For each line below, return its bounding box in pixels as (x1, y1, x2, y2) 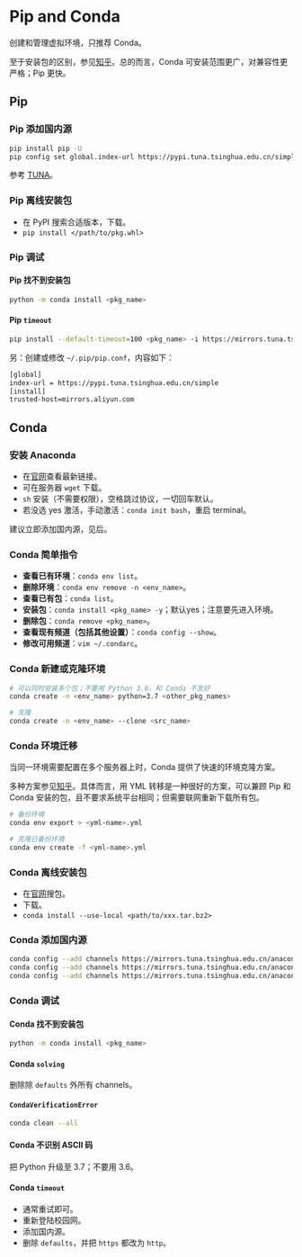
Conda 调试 (9, 994, 60, 1007)
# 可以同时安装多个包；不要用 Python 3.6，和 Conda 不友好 (9, 684, 211, 693)
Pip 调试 (9, 250, 45, 263)
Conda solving (9, 1058, 66, 1069)
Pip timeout (9, 315, 52, 326)
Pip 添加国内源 (9, 123, 73, 136)
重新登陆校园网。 (22, 1215, 86, 1226)
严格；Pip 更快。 (9, 67, 71, 78)
